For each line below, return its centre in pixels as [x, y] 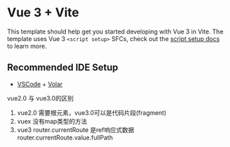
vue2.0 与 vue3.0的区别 [41, 98]
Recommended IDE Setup [63, 67]
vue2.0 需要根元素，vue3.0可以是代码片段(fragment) [92, 112]
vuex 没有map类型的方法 [52, 121]
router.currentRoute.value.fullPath [65, 137]
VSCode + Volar [40, 84]
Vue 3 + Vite [43, 13]
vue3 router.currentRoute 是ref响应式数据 [76, 130]
